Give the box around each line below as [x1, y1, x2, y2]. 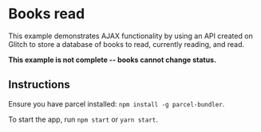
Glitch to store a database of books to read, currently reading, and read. [8, 39, 245, 49]
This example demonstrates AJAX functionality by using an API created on [8, 31, 253, 41]
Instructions [8, 78, 70, 91]
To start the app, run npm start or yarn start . [8, 115, 158, 124]
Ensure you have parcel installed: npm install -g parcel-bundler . [8, 99, 225, 108]
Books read [8, 5, 85, 23]
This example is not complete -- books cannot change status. [8, 55, 217, 64]
